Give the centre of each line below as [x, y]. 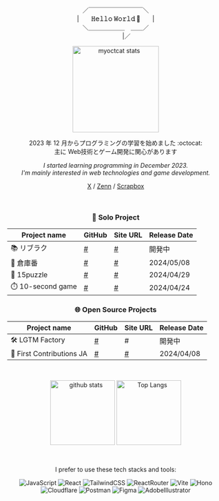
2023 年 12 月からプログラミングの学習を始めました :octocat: [116, 143]
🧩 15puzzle [29, 275]
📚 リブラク [29, 248]
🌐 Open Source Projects [116, 310]
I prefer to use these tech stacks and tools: [116, 469]
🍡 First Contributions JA [49, 353]
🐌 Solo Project [116, 217]
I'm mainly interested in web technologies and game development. [116, 173]
